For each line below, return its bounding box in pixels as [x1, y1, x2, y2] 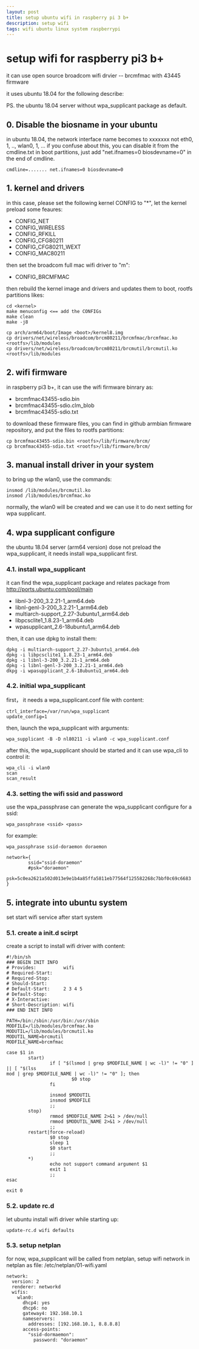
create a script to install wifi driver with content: [6, 943, 126, 950]
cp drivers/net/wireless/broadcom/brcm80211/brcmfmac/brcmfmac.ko [6, 335, 178, 341]
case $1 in [6, 1050, 34, 1056]
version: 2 [12, 1278, 39, 1285]
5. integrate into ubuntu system [6, 897, 127, 907]
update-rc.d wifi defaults [6, 1227, 75, 1233]
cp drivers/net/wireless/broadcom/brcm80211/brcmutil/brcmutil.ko [6, 345, 178, 352]
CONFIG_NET [15, 217, 50, 224]
